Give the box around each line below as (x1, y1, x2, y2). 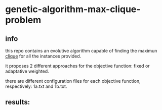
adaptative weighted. (5, 68, 49, 74)
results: (5, 98, 30, 106)
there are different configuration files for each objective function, (5, 78, 141, 84)
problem (5, 14, 42, 26)
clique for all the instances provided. (5, 53, 82, 59)
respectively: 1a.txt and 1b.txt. (5, 83, 67, 89)
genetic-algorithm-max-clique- (5, 4, 141, 15)
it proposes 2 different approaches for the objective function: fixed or (5, 63, 150, 69)
